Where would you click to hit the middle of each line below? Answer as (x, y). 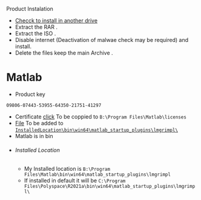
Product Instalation (30, 9)
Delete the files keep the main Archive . (64, 53)
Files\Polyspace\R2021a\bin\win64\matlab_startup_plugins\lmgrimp (110, 187)
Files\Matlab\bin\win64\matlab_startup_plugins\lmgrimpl (97, 175)
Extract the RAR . (36, 27)
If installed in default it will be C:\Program (75, 181)
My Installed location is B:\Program (67, 169)
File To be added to (39, 123)
